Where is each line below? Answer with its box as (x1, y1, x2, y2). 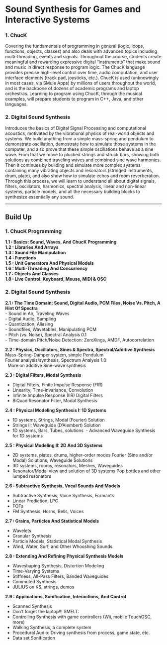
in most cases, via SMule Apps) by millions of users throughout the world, (5, 80, 157, 86)
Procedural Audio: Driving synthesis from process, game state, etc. (12, 630, 150, 636)
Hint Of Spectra (5, 305, 38, 311)
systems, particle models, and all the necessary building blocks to (5, 188, 140, 195)
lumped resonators (12, 473, 51, 479)
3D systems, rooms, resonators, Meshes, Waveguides (12, 462, 123, 468)
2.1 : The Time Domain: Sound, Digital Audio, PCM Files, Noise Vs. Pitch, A (5, 300, 161, 306)
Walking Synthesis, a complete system (12, 624, 91, 630)
